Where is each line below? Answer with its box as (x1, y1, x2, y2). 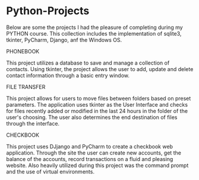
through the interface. (6, 120, 60, 127)
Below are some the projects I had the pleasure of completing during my (6, 24, 183, 31)
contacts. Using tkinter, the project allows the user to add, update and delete (6, 65, 194, 72)
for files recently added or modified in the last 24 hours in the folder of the (6, 107, 188, 114)
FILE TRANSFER (6, 83, 46, 90)
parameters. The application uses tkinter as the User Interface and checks (6, 101, 188, 108)
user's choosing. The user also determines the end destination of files (6, 114, 178, 121)
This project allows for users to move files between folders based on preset (6, 95, 191, 102)
